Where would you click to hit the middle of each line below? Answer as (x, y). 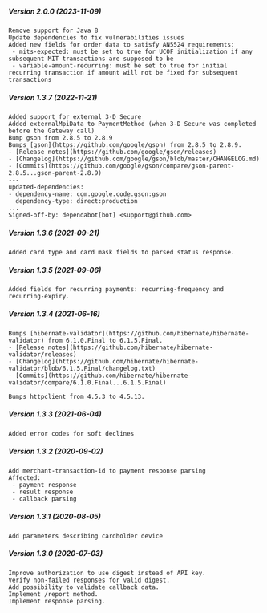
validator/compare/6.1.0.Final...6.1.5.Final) (87, 382)
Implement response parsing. (57, 601)
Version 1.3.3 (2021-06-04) (55, 414)
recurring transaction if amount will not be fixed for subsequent (123, 72)
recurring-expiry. (39, 296)
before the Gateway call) (51, 131)
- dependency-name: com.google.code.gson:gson (87, 194)
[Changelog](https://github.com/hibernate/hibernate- (107, 361)
